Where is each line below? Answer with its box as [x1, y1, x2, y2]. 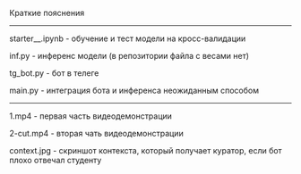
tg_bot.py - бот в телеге [9, 68, 99, 79]
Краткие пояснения [9, 8, 85, 18]
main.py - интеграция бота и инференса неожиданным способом [9, 85, 260, 95]
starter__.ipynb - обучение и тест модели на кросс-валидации [9, 33, 246, 44]
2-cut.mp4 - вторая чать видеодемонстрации [9, 128, 184, 138]
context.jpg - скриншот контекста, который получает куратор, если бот [9, 145, 282, 155]
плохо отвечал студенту [9, 155, 102, 165]
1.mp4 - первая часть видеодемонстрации [9, 111, 173, 121]
